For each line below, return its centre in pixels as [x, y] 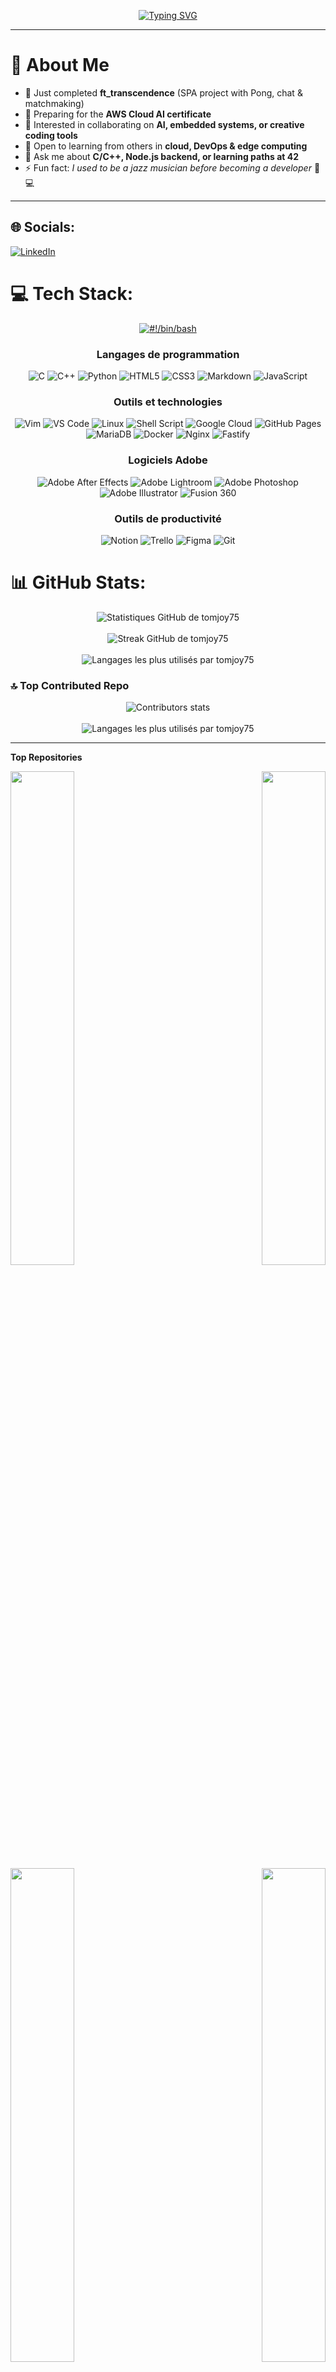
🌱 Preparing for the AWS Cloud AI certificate [118, 114]
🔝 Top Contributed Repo [70, 685]
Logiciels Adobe [168, 460]
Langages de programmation [168, 354]
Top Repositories [46, 757]
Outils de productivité [168, 518]
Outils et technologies [168, 402]
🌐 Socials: [43, 227]
